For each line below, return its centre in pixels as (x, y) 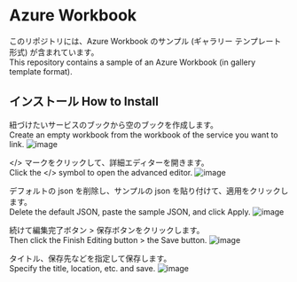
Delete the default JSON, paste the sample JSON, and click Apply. (130, 211)
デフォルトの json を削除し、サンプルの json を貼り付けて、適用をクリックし (149, 191)
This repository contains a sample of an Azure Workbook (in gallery (133, 62)
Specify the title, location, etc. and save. (82, 268)
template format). (41, 71)
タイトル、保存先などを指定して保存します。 (90, 258)
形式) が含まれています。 (54, 52)
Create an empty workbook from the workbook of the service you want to (144, 135)
